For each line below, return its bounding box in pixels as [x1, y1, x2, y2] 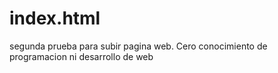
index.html [9, 7, 101, 30]
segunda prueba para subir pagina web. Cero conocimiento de [9, 40, 268, 52]
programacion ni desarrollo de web [9, 50, 154, 62]
